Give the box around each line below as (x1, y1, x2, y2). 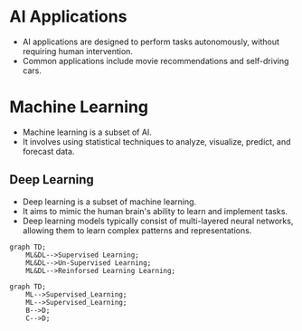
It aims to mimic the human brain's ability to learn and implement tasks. (22, 205, 288, 216)
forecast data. (22, 146, 75, 156)
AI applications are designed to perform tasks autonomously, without (22, 36, 280, 47)
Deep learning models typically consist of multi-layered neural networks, (22, 215, 294, 226)
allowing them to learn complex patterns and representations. (22, 224, 252, 236)
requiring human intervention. (22, 45, 134, 56)
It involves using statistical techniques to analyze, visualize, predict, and (22, 136, 291, 147)
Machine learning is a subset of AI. (22, 127, 152, 137)
